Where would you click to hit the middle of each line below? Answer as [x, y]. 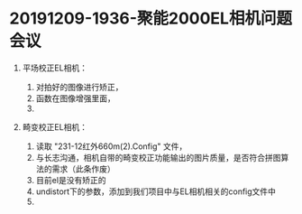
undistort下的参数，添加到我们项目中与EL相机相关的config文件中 [156, 191]
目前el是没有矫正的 [71, 180]
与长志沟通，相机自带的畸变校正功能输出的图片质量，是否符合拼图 [158, 157]
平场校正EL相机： [55, 68]
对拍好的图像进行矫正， [79, 87]
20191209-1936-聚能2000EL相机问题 [151, 19]
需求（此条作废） [83, 169]
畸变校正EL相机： [55, 126]
